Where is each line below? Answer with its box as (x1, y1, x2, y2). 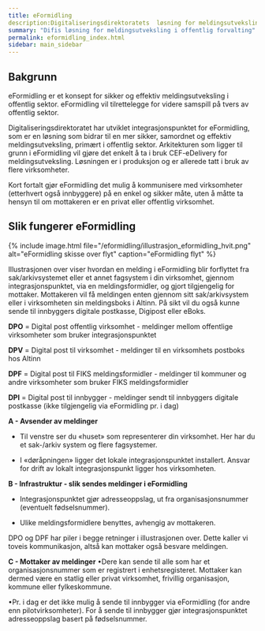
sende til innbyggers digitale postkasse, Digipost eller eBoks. (8, 306, 207, 315)
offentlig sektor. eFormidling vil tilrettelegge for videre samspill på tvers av (8, 99, 249, 109)
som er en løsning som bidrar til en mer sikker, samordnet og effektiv (8, 131, 232, 140)
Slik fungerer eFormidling (8, 220, 136, 233)
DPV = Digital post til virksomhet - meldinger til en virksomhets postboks (8, 345, 245, 355)
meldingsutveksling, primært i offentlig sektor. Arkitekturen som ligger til (8, 140, 243, 149)
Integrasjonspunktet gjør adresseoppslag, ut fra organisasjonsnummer (19, 494, 248, 503)
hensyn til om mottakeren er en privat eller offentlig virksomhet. (8, 196, 215, 206)
